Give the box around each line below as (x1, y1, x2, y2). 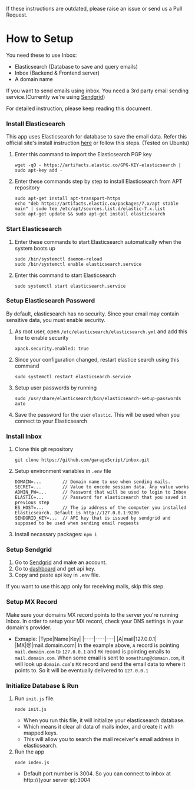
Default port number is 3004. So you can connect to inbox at (23, 770, 171, 777)
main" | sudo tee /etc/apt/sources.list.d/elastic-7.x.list (14, 206, 166, 212)
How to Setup (6, 32, 74, 46)
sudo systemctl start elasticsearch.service (14, 283, 126, 289)
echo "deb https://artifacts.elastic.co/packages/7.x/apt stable (14, 201, 179, 207)
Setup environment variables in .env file (14, 468, 111, 475)
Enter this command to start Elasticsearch (14, 272, 117, 279)
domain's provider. (6, 624, 52, 631)
